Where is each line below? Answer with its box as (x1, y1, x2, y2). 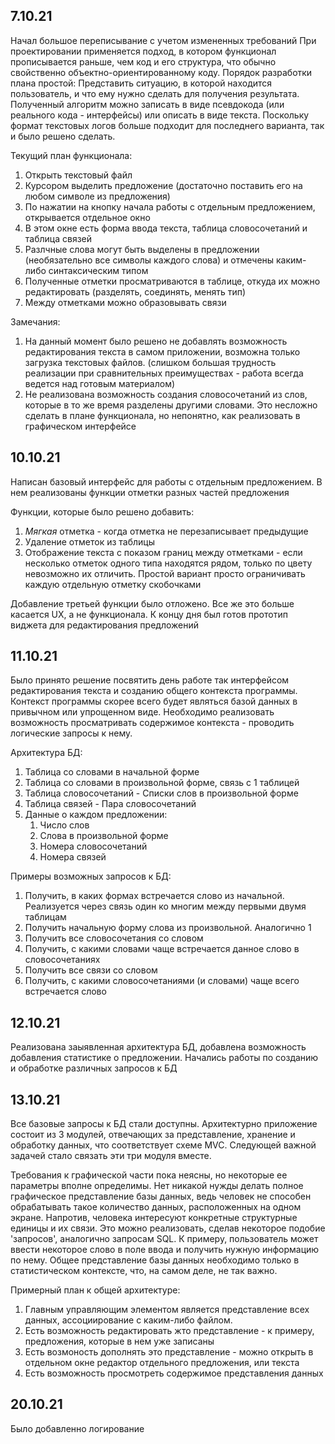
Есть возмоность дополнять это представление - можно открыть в (24, 1346, 314, 1358)
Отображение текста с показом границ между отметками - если (24, 546, 303, 558)
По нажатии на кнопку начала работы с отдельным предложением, (24, 200, 316, 213)
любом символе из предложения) (24, 190, 171, 202)
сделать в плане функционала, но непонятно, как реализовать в (24, 409, 301, 421)
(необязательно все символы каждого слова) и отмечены (24, 254, 275, 266)
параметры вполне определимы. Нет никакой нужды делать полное (10, 1180, 304, 1192)
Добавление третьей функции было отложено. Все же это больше (10, 597, 295, 609)
